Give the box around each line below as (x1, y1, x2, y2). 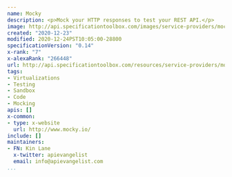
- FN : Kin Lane (7, 145, 51, 152)
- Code (7, 94, 26, 101)
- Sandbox (7, 87, 36, 94)
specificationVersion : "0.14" (7, 42, 95, 49)
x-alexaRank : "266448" (7, 55, 72, 62)
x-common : (7, 113, 36, 120)
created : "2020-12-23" (7, 29, 72, 37)
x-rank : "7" (7, 49, 41, 56)
